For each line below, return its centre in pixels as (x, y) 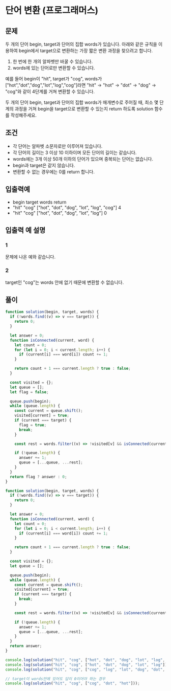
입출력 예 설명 (25, 230)
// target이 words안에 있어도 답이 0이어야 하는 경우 (55, 679)
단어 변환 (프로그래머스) (52, 10)
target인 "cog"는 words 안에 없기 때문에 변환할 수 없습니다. (64, 282)
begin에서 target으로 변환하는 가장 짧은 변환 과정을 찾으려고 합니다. (86, 51)
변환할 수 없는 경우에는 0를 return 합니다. (54, 171)
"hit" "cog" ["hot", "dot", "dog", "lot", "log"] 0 (60, 213)
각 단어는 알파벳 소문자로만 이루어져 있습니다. (58, 146)
